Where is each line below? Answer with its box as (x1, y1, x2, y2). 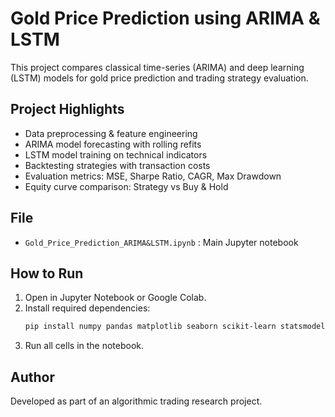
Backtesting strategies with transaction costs (24, 159, 211, 171)
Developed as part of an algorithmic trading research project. (10, 395, 263, 407)
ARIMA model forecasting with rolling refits (24, 138, 202, 150)
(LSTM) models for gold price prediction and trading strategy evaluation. (10, 72, 309, 84)
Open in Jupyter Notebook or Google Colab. (24, 292, 207, 304)
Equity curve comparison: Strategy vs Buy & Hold (24, 180, 229, 192)
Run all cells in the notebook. (24, 340, 145, 352)
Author (10, 368, 55, 386)
